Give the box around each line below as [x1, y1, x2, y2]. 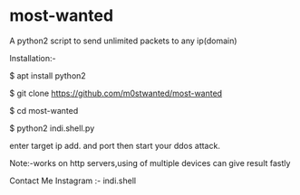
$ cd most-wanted [9, 105, 79, 116]
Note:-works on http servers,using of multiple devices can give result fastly [9, 157, 291, 168]
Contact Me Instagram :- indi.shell [9, 175, 137, 186]
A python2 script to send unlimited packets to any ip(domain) [9, 35, 237, 46]
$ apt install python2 [9, 70, 86, 81]
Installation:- [9, 52, 56, 63]
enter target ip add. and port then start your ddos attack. [9, 140, 220, 151]
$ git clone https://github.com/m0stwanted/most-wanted [9, 88, 223, 98]
